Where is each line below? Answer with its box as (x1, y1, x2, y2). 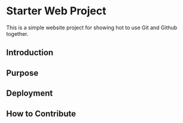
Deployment (6, 88, 53, 99)
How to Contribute (6, 109, 77, 119)
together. (6, 30, 29, 37)
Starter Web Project (6, 4, 106, 18)
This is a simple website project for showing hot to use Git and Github (6, 24, 178, 31)
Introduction (6, 48, 54, 58)
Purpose (6, 67, 39, 78)
